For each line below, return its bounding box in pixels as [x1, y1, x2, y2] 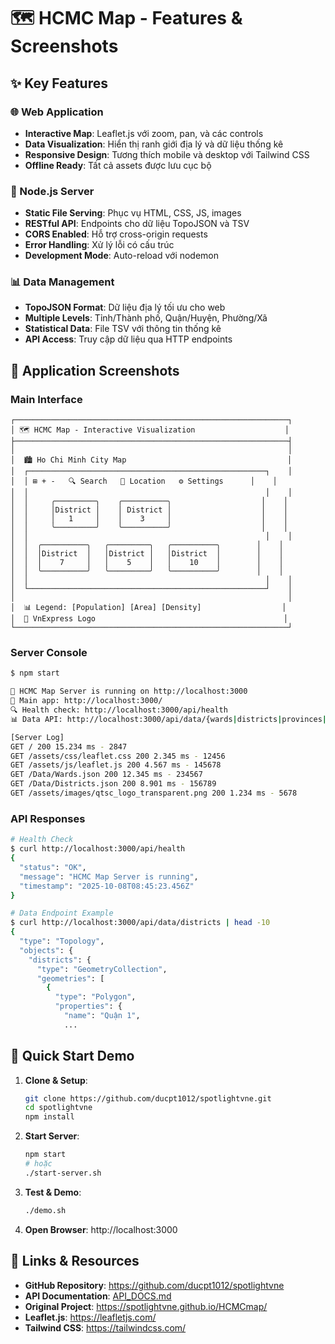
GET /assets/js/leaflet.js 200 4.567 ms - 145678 [10, 760, 222, 770]
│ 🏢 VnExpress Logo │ [10, 614, 288, 624]
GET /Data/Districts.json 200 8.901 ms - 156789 [10, 779, 217, 789]
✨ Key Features [10, 75, 108, 92]
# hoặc [24, 1159, 53, 1169]
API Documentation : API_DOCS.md [24, 1290, 172, 1302]
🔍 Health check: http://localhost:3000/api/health [10, 705, 228, 715]
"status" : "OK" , [19, 862, 87, 872]
